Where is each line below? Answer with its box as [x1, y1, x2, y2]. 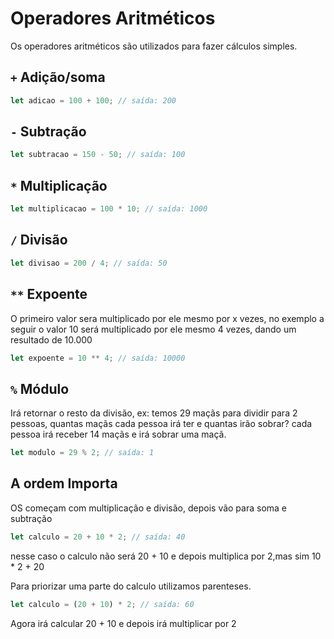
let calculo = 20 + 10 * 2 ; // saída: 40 [10, 532, 186, 542]
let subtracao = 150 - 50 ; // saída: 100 [10, 150, 186, 160]
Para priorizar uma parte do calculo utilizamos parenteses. [10, 580, 252, 592]
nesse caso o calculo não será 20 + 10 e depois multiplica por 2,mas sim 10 [10, 550, 322, 562]
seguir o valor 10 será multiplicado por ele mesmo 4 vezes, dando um [10, 323, 297, 335]
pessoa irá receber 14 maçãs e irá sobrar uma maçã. [10, 428, 227, 441]
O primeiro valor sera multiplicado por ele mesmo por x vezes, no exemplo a [10, 312, 325, 324]
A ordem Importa [10, 475, 118, 492]
